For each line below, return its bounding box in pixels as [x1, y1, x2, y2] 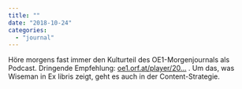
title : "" [8, 11, 41, 20]
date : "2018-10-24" [8, 19, 73, 27]
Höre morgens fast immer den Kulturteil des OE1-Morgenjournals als [8, 55, 230, 65]
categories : [8, 26, 47, 34]
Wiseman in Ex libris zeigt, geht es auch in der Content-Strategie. [8, 72, 221, 81]
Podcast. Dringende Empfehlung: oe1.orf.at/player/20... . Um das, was [8, 64, 235, 73]
